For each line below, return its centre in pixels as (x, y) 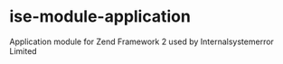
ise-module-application (100, 17)
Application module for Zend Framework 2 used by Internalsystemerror (141, 41)
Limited (24, 50)
